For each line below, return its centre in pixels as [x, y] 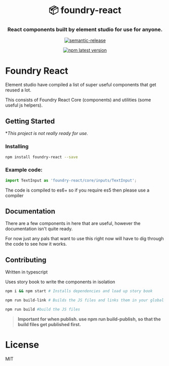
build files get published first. [49, 324]
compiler [14, 195]
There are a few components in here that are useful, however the [73, 223]
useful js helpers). [24, 105]
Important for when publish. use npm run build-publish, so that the [89, 319]
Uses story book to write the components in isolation [60, 282]
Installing [17, 147]
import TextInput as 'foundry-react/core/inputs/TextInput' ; [71, 180]
